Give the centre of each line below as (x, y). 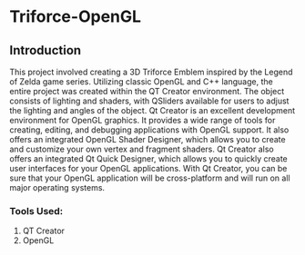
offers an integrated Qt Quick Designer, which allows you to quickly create (149, 159)
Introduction (46, 50)
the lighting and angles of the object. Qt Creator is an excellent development (152, 110)
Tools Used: (36, 211)
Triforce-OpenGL (76, 17)
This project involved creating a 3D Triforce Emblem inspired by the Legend (151, 72)
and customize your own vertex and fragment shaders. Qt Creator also (142, 149)
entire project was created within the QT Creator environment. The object (147, 91)
